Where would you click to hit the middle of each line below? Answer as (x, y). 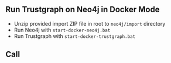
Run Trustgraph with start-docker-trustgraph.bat (75, 36)
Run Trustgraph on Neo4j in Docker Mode (83, 10)
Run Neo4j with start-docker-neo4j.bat (62, 30)
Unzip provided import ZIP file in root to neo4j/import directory (90, 23)
